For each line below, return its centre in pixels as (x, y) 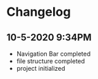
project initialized (41, 68)
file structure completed (51, 61)
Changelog (39, 12)
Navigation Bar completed (53, 54)
